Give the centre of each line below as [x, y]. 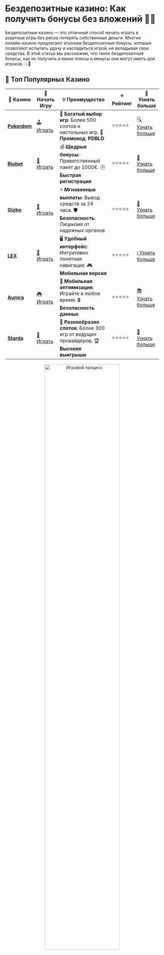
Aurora [16, 298]
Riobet [15, 164]
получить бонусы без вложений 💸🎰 [81, 19]
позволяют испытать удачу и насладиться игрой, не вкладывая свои [77, 48]
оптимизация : [77, 287]
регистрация [75, 181]
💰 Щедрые [73, 147]
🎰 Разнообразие [79, 322]
